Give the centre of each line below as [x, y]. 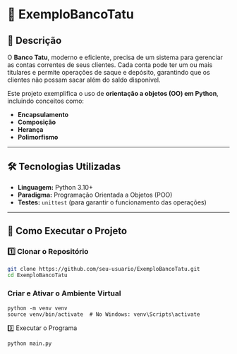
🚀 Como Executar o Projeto [67, 231]
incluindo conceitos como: [46, 101]
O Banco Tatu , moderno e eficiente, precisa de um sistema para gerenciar [115, 57]
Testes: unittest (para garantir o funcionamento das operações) [112, 202]
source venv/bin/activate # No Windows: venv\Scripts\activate [104, 314]
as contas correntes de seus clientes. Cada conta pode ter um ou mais [110, 65]
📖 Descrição [35, 41]
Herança [30, 129]
